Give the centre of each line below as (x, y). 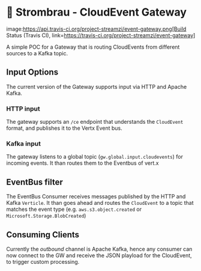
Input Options (32, 72)
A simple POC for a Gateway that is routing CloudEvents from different (93, 47)
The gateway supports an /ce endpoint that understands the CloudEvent (95, 122)
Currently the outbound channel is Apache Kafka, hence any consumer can (99, 249)
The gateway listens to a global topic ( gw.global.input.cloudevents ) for (94, 157)
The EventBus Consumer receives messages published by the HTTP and (96, 196)
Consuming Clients (43, 235)
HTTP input (23, 109)
